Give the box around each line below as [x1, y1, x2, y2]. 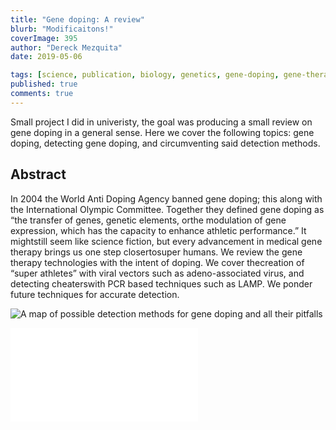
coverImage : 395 [10, 33, 78, 43]
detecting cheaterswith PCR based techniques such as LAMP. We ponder [10, 277, 313, 290]
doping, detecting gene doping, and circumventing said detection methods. [10, 137, 321, 149]
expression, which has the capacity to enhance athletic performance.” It [10, 224, 307, 236]
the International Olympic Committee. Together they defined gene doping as [10, 203, 325, 215]
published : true [10, 79, 78, 90]
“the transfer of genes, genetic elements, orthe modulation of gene [10, 214, 287, 226]
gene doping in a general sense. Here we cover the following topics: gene [10, 126, 315, 138]
